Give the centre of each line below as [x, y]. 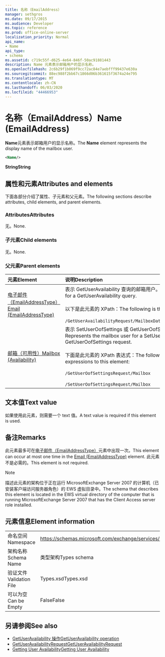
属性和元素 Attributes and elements [59, 183]
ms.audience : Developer [29, 23]
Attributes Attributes [30, 215]
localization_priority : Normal [37, 37]
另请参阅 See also [31, 626]
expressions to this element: [97, 361]
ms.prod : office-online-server [37, 33]
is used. [13, 421]
